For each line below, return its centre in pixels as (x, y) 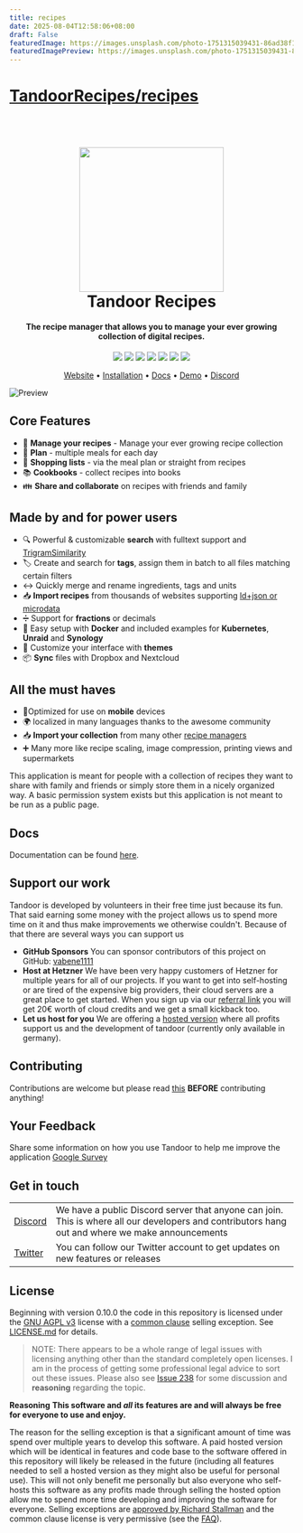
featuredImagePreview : (52, 52)
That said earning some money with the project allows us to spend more (143, 915)
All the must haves (63, 689)
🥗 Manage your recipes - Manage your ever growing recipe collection (153, 443)
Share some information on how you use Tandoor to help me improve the (145, 1148)
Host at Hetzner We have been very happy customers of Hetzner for (150, 970)
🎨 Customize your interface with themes (97, 648)
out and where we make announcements (142, 1233)
